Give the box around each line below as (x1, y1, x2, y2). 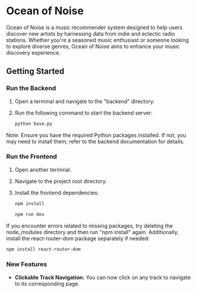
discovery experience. (6, 49, 61, 56)
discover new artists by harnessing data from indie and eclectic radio (6, 30, 175, 37)
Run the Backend (6, 84, 56, 93)
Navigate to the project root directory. (14, 177, 107, 185)
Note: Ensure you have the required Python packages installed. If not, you (6, 131, 187, 138)
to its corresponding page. (14, 280, 80, 287)
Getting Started (6, 67, 65, 77)
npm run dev (14, 211, 45, 218)
